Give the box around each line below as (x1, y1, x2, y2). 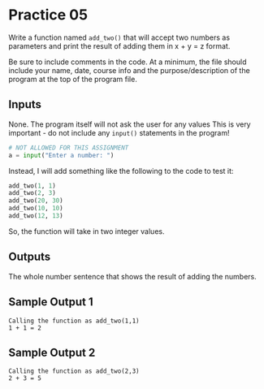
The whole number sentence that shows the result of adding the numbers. (8, 271, 258, 281)
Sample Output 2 (8, 345, 96, 359)
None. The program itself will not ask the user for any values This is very (8, 119, 251, 129)
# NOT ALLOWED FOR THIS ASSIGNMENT (8, 144, 129, 152)
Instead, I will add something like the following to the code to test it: (8, 166, 234, 175)
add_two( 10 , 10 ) (8, 205, 63, 213)
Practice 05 (8, 6, 88, 24)
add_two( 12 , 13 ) (8, 212, 63, 220)
